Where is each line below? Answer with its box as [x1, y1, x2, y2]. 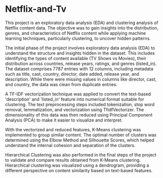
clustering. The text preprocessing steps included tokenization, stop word [5, 101, 155, 107]
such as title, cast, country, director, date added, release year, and [5, 71, 139, 77]
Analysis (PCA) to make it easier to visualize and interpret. [5, 117, 123, 123]
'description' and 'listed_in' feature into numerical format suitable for [5, 96, 144, 102]
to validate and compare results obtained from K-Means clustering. [5, 157, 141, 163]
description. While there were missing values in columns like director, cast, [5, 76, 157, 82]
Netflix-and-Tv [5, 3, 66, 15]
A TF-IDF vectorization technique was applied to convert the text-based [5, 91, 151, 97]
